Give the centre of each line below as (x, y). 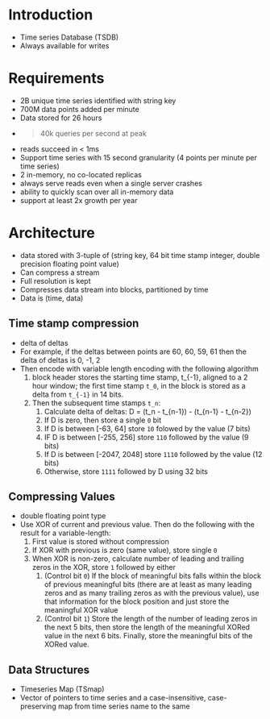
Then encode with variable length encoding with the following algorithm (139, 368)
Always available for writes (64, 45)
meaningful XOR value (81, 610)
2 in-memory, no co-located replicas (81, 174)
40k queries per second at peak (93, 133)
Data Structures (49, 669)
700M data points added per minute (79, 109)
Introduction (51, 15)
